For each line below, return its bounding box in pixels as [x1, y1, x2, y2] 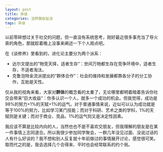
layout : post [5, 7, 32, 12]
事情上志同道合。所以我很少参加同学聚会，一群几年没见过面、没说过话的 [13, 130, 158, 136]
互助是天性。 [20, 79, 47, 85]
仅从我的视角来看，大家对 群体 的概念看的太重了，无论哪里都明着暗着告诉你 [5, 89, 154, 95]
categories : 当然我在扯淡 [5, 16, 53, 21]
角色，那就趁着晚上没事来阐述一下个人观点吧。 [13, 41, 107, 46]
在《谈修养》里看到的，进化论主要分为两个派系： [5, 51, 103, 56]
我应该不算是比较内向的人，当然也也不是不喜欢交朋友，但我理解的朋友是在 [5, 124, 154, 129]
